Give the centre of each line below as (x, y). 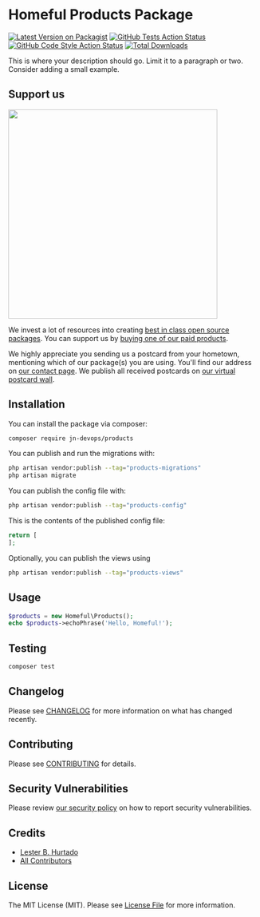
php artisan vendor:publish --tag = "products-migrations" (105, 468)
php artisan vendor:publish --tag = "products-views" (96, 573)
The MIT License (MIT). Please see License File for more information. (122, 905)
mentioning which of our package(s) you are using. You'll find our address (130, 362)
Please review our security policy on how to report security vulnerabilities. (130, 808)
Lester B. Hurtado (49, 852)
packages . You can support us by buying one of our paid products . (118, 338)
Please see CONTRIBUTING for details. (73, 764)
